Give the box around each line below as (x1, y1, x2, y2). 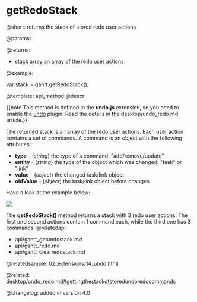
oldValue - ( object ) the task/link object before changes (14, 177, 150, 184)
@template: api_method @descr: (6, 92, 86, 99)
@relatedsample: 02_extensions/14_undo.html (6, 260, 119, 267)
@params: (6, 34, 31, 42)
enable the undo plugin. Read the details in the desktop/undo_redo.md (6, 110, 179, 117)
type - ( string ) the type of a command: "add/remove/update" (14, 152, 164, 159)
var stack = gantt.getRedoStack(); (6, 81, 89, 88)
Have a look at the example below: (6, 188, 91, 196)
